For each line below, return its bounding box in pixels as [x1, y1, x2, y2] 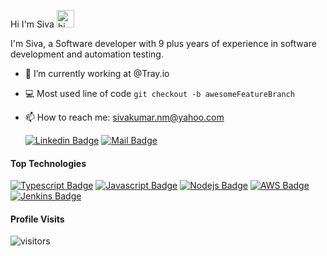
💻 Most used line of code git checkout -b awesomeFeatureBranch [24, 88, 295, 99]
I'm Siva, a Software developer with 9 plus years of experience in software [10, 38, 317, 49]
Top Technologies [10, 157, 87, 169]
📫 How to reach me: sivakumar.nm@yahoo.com [24, 111, 225, 123]
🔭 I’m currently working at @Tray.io [24, 68, 170, 79]
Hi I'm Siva [10, 18, 55, 30]
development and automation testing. [10, 48, 164, 60]
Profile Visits [10, 213, 65, 225]
